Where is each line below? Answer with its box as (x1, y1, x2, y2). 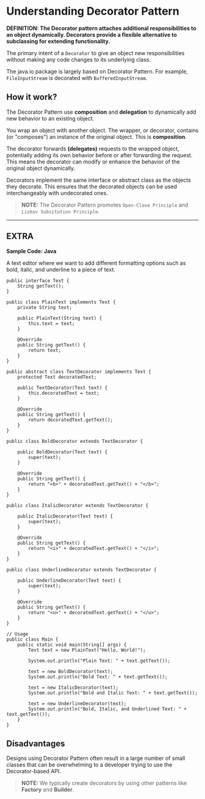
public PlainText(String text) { (17, 315, 103, 321)
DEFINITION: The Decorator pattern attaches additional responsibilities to (6, 24, 196, 32)
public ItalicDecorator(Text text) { (17, 513, 113, 519)
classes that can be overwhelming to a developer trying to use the (6, 761, 173, 768)
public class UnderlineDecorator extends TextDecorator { (6, 567, 157, 573)
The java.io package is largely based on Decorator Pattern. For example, (6, 67, 188, 75)
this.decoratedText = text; (28, 390, 99, 396)
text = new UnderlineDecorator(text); (28, 701, 127, 707)
